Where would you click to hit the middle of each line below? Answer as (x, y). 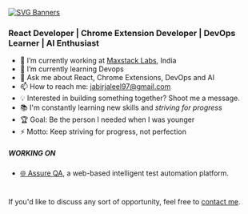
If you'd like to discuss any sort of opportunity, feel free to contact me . (124, 202)
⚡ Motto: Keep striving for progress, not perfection (103, 131)
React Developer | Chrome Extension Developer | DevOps (122, 33)
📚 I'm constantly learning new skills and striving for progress (121, 107)
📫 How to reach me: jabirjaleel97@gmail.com (95, 87)
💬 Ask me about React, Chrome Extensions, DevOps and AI (117, 78)
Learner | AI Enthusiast (54, 42)
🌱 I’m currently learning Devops (72, 69)
